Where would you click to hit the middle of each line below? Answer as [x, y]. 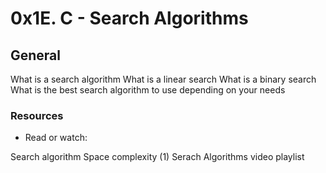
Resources [37, 115]
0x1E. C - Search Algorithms [129, 18]
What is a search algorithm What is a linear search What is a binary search [163, 79]
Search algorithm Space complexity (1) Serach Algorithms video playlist [157, 157]
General [36, 55]
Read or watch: [56, 138]
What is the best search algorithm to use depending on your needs [148, 90]
